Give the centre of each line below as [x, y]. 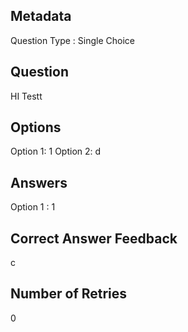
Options [36, 127]
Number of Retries [69, 294]
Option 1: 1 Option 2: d [56, 151]
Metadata [41, 16]
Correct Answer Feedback [94, 238]
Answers [39, 182]
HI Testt [26, 96]
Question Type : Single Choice [72, 40]
